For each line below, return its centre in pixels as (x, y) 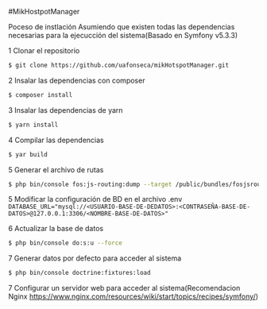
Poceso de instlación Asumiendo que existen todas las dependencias (122, 27)
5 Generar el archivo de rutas (56, 169)
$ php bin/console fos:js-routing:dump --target (90, 184)
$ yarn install (33, 125)
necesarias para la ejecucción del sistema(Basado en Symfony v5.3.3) (123, 35)
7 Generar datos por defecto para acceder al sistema (95, 258)
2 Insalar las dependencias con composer (77, 80)
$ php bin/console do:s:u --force (66, 243)
